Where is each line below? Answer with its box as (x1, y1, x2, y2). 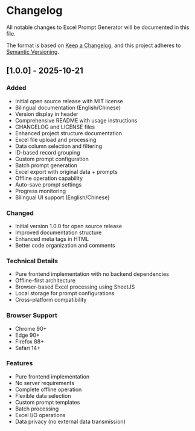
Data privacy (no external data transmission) (14, 418, 126, 425)
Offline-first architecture (14, 277, 75, 284)
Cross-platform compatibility (14, 296, 87, 304)
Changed (6, 209, 34, 217)
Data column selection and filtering (14, 142, 103, 150)
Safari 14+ (14, 344, 41, 351)
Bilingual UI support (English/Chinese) (14, 194, 110, 201)
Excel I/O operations (14, 411, 66, 418)
